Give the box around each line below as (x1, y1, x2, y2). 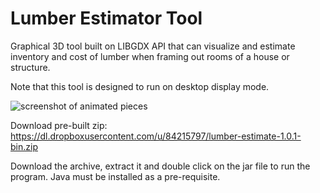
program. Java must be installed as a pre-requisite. (10, 170, 221, 182)
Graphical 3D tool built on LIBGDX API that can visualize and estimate (10, 40, 296, 52)
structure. (10, 61, 51, 73)
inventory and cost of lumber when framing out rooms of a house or (10, 50, 290, 62)
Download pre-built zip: (10, 119, 108, 131)
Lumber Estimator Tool (10, 7, 203, 30)
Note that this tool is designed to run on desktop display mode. (10, 80, 270, 92)
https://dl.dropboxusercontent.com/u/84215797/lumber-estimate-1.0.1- (10, 130, 302, 142)
